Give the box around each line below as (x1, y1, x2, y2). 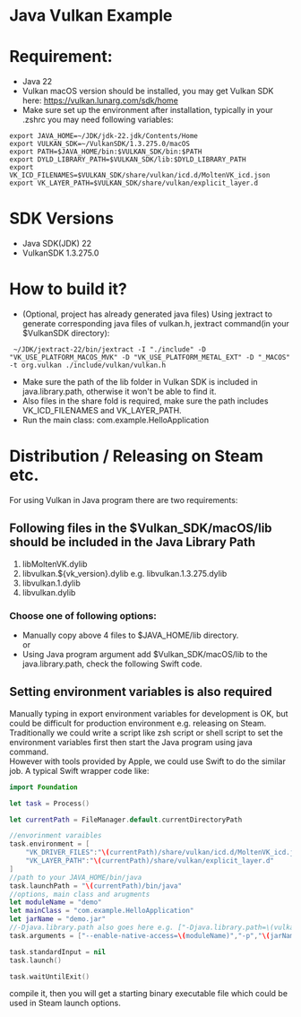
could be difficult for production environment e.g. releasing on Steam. (9, 717, 267, 728)
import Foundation (9, 782, 78, 792)
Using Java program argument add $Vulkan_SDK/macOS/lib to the (21, 649, 268, 660)
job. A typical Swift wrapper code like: (9, 765, 150, 776)
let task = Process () (9, 799, 90, 808)
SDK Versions (9, 208, 115, 229)
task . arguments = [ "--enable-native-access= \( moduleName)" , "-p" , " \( (9, 931, 271, 940)
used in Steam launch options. (9, 997, 121, 1009)
